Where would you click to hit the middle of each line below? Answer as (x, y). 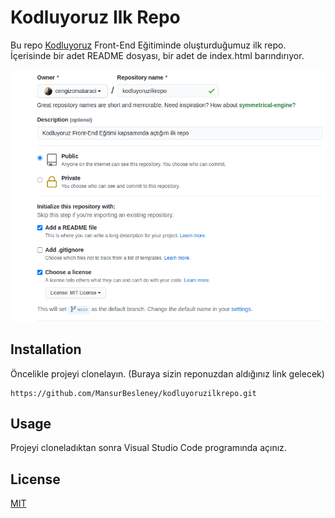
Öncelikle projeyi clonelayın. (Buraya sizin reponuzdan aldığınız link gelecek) (167, 373)
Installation (46, 349)
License (35, 479)
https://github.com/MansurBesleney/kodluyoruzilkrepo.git (133, 393)
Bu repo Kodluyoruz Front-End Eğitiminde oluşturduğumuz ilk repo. (148, 45)
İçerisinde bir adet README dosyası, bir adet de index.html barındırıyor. (157, 55)
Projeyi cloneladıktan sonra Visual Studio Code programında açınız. (148, 448)
